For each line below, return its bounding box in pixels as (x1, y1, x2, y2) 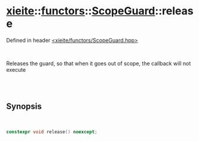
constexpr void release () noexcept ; (6, 128, 97, 135)
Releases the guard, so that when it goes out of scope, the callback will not (6, 60, 191, 67)
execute (6, 66, 26, 73)
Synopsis (6, 102, 42, 112)
